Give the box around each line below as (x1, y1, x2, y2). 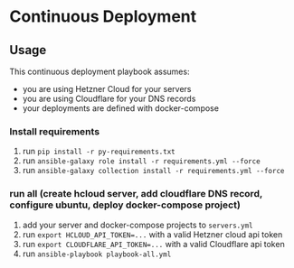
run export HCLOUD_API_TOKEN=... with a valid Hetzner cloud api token (22, 228, 283, 240)
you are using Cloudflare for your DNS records (22, 93, 196, 104)
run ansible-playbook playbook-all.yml (22, 248, 172, 259)
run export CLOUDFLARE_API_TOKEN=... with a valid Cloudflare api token (22, 238, 285, 249)
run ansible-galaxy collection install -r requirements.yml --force (22, 165, 285, 176)
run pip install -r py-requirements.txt (22, 146, 175, 157)
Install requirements (9, 125, 100, 137)
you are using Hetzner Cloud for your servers (22, 84, 192, 94)
